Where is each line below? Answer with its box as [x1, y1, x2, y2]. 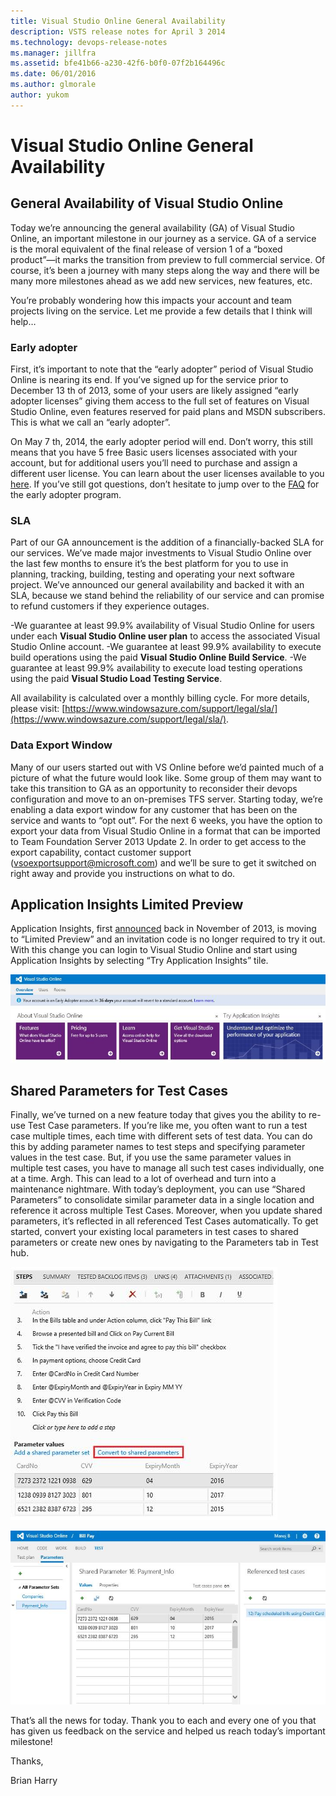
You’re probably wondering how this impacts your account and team [10, 294, 293, 306]
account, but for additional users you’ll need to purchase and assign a [10, 457, 298, 469]
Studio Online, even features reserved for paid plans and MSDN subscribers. [10, 406, 326, 418]
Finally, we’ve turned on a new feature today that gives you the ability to [10, 1109, 307, 1121]
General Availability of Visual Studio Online [10, 195, 284, 212]
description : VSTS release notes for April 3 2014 [10, 26, 226, 37]
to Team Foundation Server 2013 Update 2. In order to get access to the [10, 835, 307, 847]
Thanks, [10, 1755, 44, 1767]
